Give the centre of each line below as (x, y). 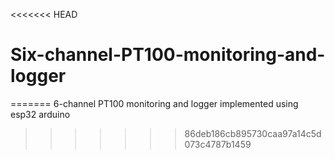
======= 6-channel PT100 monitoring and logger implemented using (154, 103)
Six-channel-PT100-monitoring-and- (168, 55)
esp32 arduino (40, 114)
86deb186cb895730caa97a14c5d (253, 133)
